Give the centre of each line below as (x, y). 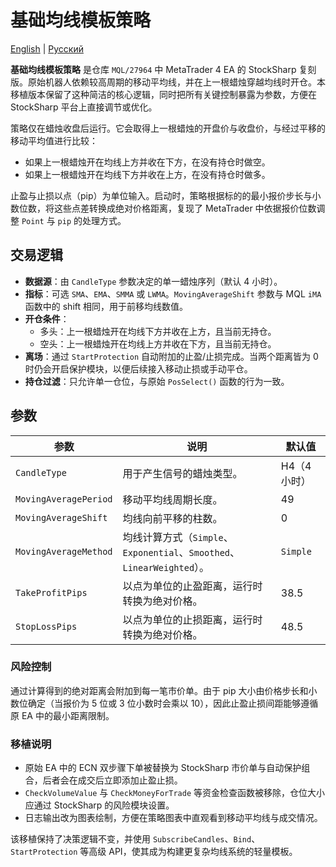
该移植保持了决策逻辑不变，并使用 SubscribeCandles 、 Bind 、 (135, 839)
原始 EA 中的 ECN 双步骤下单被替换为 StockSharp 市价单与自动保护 (163, 768)
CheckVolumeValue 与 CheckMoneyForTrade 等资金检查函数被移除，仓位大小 (175, 793)
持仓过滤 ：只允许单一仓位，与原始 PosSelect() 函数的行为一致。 (157, 381)
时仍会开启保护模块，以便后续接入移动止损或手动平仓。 (138, 368)
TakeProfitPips (51, 592)
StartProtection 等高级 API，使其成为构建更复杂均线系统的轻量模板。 (154, 852)
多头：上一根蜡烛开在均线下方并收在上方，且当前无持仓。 (158, 331)
